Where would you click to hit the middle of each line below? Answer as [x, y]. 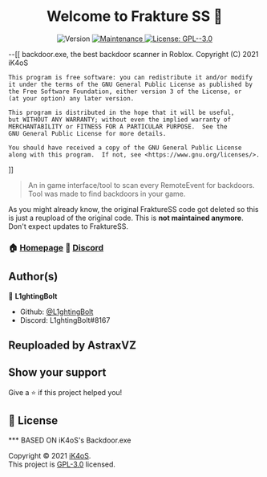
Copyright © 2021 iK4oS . [50, 455]
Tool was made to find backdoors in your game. [107, 194]
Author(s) [33, 277]
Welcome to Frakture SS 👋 [135, 16]
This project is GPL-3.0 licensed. [62, 464]
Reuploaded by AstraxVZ [72, 346]
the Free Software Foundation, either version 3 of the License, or [125, 92]
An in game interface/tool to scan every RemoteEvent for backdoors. [141, 185]
